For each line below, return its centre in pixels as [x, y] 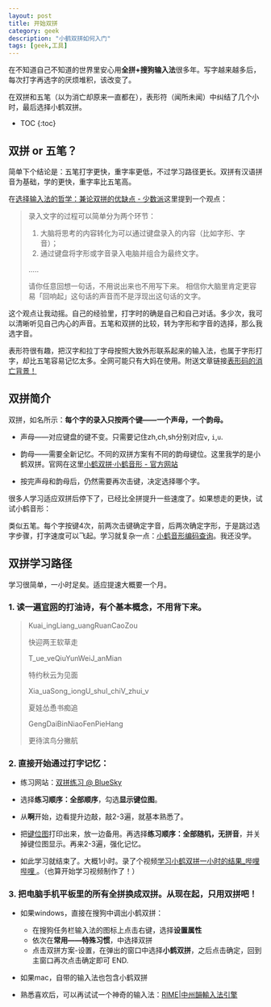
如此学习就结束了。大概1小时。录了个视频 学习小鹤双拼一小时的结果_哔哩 [140, 861]
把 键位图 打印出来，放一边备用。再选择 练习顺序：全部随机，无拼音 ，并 [137, 834]
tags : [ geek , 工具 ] [38, 46]
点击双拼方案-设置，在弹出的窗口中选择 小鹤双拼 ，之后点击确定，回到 [147, 951]
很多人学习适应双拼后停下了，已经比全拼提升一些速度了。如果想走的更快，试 [135, 498]
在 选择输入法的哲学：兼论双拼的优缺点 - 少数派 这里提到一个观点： [118, 198]
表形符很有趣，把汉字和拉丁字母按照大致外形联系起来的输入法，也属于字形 [132, 350]
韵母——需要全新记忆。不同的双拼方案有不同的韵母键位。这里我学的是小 [140, 453]
